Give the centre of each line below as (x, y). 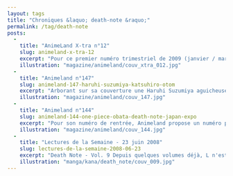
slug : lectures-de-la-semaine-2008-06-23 (80, 149)
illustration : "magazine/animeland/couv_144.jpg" (93, 130)
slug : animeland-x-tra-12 (57, 53)
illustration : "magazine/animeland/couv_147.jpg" (93, 98)
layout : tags (26, 14)
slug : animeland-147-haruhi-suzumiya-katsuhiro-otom (97, 85)
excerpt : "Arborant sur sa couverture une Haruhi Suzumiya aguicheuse (124, 91)
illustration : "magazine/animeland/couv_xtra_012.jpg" (101, 65)
